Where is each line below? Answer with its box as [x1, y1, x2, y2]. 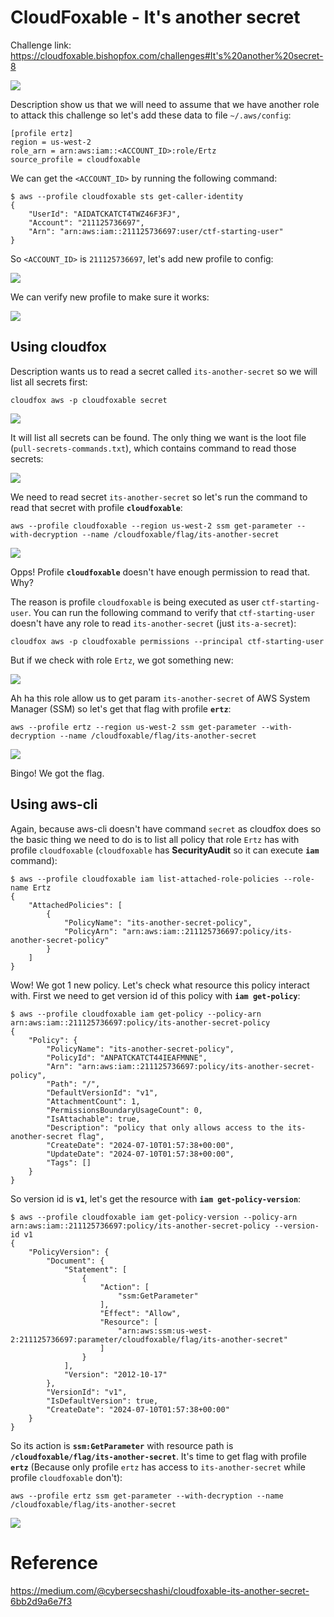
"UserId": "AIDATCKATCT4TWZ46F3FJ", [28, 209, 182, 219]
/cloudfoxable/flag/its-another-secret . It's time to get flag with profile [10, 1450, 308, 1462]
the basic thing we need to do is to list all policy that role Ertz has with [10, 833, 300, 845]
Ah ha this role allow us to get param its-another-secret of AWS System [10, 692, 311, 704]
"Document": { [46, 1256, 105, 1266]
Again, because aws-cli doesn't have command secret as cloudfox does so [10, 822, 322, 835]
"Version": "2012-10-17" [63, 1369, 168, 1380]
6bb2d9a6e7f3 [10, 1595, 73, 1607]
